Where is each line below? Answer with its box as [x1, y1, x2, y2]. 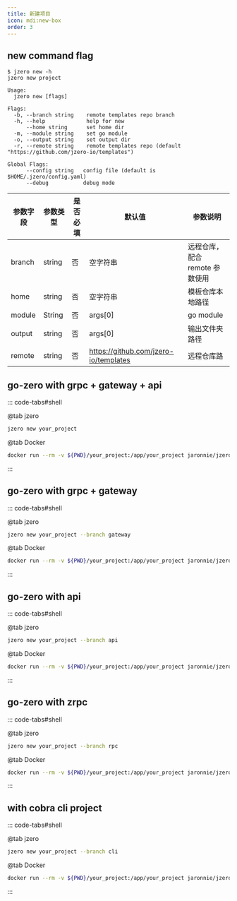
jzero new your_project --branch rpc [7, 742, 119, 749]
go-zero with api [7, 590, 81, 602]
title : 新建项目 [7, 10, 51, 18]
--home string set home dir [25, 124, 125, 131]
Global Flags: [7, 161, 49, 168]
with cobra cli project [7, 802, 102, 814]
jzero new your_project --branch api [7, 637, 119, 644]
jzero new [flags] [13, 93, 68, 100]
